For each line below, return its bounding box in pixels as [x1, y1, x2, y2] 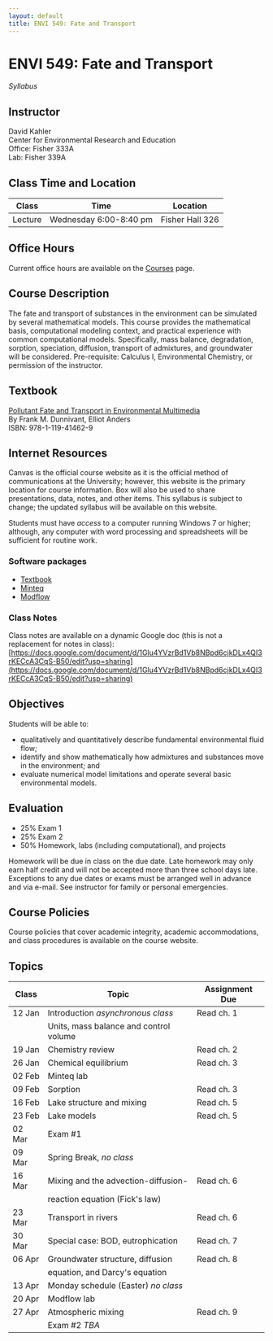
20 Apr [12, 1293, 39, 1304]
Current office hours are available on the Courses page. [8, 263, 195, 273]
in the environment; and [19, 760, 100, 770]
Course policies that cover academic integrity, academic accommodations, [8, 927, 259, 937]
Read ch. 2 [196, 1044, 238, 1055]
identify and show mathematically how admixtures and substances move [19, 752, 264, 762]
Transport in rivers [47, 1212, 118, 1223]
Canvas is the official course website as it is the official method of [8, 468, 229, 478]
